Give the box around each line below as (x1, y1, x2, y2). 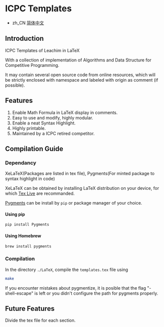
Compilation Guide (5, 145, 63, 153)
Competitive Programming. (5, 62, 60, 68)
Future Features (5, 304, 55, 313)
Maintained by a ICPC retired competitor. (12, 130, 95, 136)
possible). (5, 82, 26, 88)
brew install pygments (5, 244, 52, 249)
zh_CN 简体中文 (12, 20, 44, 26)
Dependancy (5, 159, 36, 166)
